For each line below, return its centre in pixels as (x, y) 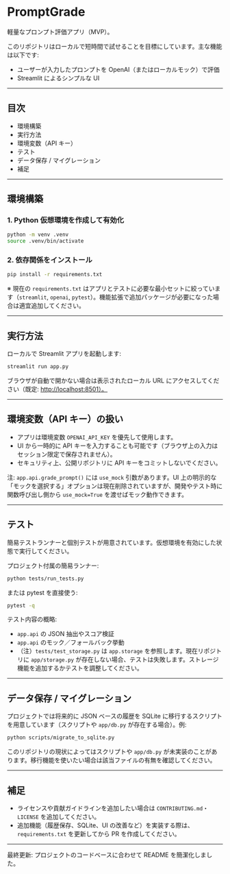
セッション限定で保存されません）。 (66, 454)
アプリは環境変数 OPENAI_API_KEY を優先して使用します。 (97, 437)
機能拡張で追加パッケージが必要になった (156, 297)
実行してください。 (46, 551)
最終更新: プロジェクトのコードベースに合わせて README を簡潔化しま (107, 855)
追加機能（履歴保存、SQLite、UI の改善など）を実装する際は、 (105, 825)
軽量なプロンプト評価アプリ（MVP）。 (60, 32)
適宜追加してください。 (52, 306)
